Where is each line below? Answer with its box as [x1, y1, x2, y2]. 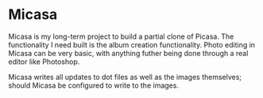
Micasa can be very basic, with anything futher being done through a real [8, 48, 249, 58]
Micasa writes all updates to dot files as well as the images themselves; [8, 72, 242, 81]
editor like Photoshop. [8, 57, 80, 66]
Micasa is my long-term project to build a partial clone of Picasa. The [8, 32, 234, 41]
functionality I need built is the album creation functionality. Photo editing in [8, 40, 256, 49]
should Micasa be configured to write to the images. [8, 81, 179, 90]
